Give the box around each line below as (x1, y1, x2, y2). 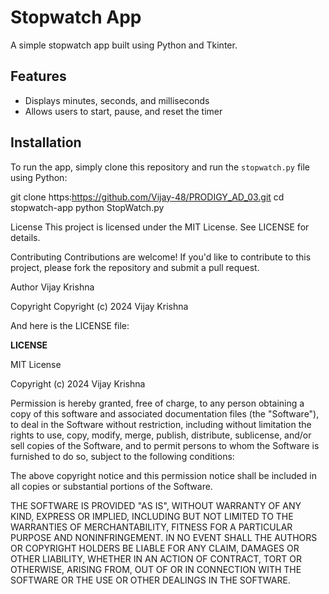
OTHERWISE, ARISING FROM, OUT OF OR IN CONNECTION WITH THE (10, 563, 302, 575)
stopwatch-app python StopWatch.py (10, 201, 165, 213)
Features (10, 68, 67, 85)
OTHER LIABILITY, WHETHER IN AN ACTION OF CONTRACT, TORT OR (10, 552, 302, 565)
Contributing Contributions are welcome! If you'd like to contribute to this (10, 251, 312, 263)
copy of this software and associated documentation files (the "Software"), (10, 407, 320, 420)
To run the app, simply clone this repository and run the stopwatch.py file (10, 161, 310, 173)
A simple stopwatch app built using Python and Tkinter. (10, 39, 238, 51)
